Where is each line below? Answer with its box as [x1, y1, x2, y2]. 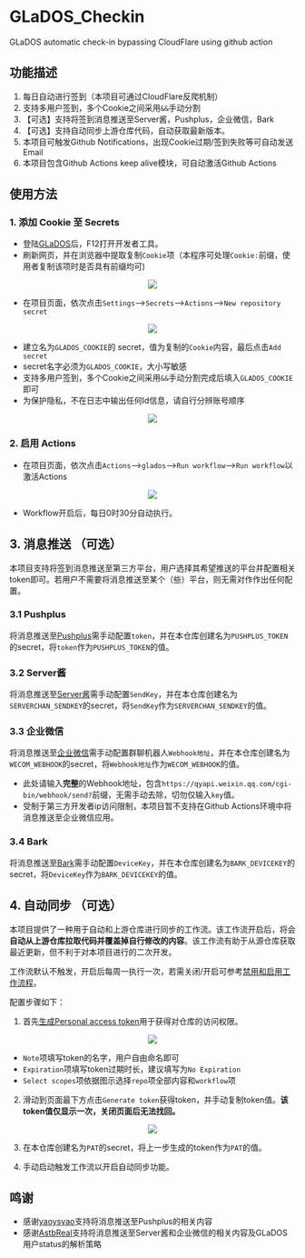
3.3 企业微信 [9, 725, 64, 738]
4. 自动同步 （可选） [9, 898, 123, 914]
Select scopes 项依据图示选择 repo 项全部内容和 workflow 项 [22, 1074, 236, 1085]
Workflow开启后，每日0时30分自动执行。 [22, 507, 177, 518]
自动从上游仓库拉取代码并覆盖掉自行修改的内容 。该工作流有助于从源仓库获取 [9, 934, 296, 946]
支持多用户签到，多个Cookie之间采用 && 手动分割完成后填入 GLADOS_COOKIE [22, 373, 293, 384]
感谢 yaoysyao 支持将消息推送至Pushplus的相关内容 [22, 1216, 213, 1227]
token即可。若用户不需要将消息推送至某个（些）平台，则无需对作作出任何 [9, 574, 285, 584]
